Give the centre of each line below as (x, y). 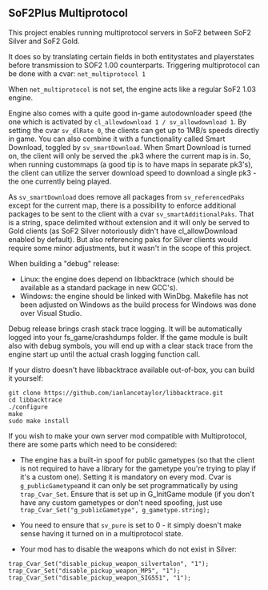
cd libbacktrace (35, 400)
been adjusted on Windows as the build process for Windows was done (138, 305)
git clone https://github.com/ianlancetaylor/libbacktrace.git (116, 393)
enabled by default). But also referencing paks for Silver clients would (123, 239)
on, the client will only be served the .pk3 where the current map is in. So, (130, 156)
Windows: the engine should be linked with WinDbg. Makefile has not (134, 296)
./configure (28, 407)
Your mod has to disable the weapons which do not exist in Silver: (128, 549)
